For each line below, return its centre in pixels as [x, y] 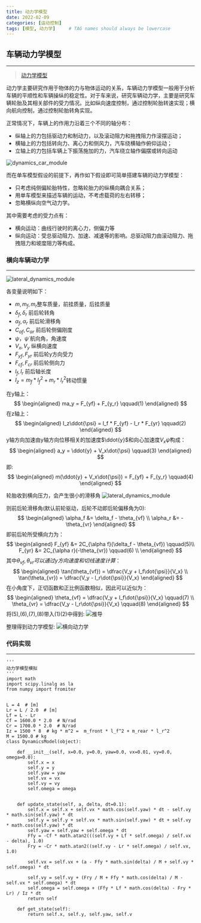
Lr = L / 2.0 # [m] [32, 710]
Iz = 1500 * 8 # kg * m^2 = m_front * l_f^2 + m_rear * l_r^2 [88, 731]
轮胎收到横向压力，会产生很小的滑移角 [53, 495]
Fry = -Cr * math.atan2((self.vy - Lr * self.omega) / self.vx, [109, 846]
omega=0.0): [21, 757]
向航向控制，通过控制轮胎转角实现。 [51, 111]
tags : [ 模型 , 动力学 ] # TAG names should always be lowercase [88, 28]
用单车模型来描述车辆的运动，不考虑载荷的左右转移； [80, 196]
